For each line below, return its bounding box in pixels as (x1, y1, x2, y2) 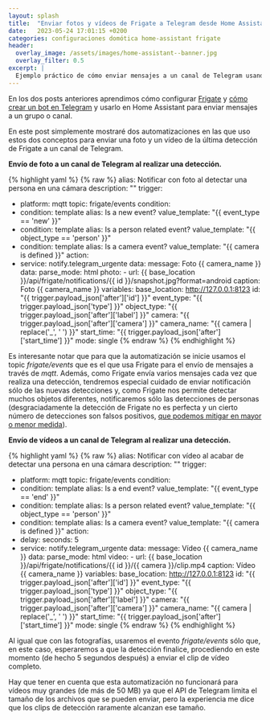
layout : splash (8, 11, 59, 20)
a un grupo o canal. (8, 110, 73, 121)
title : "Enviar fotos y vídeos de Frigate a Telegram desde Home (8, 19, 235, 27)
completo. (8, 661, 42, 671)
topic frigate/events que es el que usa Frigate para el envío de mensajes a (8, 360, 254, 369)
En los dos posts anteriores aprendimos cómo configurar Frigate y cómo (8, 93, 248, 103)
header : (8, 42, 35, 50)
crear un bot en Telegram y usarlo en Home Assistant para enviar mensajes (8, 102, 259, 112)
